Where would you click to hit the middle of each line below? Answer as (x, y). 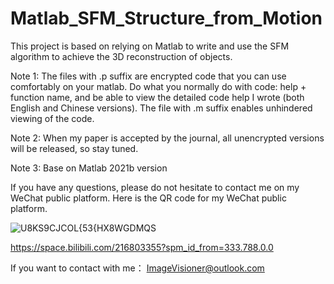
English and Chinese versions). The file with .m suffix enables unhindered (161, 108)
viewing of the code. (52, 118)
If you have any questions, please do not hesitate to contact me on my (155, 187)
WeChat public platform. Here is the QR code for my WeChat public (148, 198)
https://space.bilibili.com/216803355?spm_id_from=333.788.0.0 (142, 247)
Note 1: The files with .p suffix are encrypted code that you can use (148, 76)
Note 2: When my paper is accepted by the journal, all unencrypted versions (167, 138)
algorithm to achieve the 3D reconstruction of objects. (121, 56)
